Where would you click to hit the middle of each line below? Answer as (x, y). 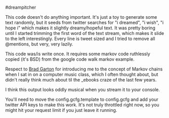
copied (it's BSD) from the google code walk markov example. (70, 59)
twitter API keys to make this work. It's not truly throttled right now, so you (82, 105)
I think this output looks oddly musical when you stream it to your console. (83, 90)
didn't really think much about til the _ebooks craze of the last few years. (81, 80)
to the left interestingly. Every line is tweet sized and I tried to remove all (80, 38)
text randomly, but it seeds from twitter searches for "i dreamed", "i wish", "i (85, 23)
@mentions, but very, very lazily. (39, 44)
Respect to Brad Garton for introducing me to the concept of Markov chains (84, 69)
